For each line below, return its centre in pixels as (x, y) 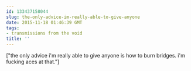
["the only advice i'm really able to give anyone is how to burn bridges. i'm (96, 55)
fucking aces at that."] (33, 62)
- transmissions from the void (44, 33)
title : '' (18, 39)
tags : (13, 28)
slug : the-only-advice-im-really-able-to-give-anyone (73, 17)
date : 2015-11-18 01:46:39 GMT (44, 22)
